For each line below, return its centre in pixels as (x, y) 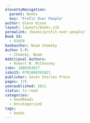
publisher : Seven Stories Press (37, 77)
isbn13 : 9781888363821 (28, 73)
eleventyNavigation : (26, 9)
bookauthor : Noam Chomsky (31, 46)
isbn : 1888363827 (22, 68)
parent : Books (23, 14)
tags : (10, 109)
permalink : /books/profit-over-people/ (45, 32)
